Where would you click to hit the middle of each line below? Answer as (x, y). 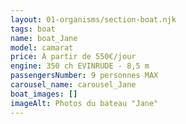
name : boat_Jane (44, 38)
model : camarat (42, 47)
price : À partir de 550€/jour (73, 57)
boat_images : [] (44, 94)
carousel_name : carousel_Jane (73, 85)
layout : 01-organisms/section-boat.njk (93, 19)
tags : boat (33, 29)
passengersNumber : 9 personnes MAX (84, 76)
